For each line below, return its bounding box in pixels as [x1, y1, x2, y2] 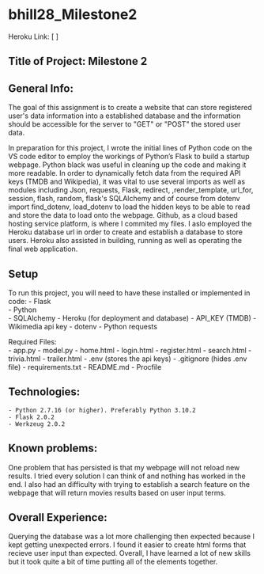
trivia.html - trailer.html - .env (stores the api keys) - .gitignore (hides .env [8, 354, 247, 363]
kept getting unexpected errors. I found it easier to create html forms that [8, 540, 247, 549]
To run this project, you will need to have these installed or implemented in [8, 287, 251, 298]
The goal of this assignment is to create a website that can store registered [8, 103, 252, 112]
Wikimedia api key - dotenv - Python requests [8, 321, 158, 331]
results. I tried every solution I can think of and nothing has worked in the [8, 471, 247, 481]
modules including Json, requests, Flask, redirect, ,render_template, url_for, [8, 185, 254, 195]
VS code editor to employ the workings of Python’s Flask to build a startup [8, 152, 250, 162]
